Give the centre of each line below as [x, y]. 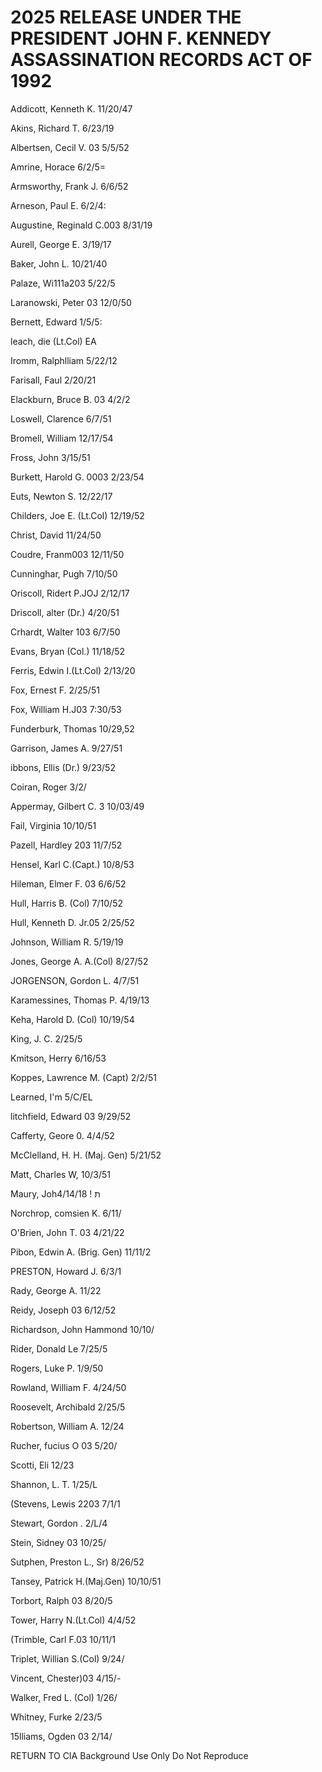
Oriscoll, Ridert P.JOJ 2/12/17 [70, 593]
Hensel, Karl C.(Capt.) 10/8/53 [72, 864]
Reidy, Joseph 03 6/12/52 [63, 1310]
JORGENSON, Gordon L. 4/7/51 [75, 980]
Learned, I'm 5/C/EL [51, 1097]
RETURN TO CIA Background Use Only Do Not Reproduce [129, 1755]
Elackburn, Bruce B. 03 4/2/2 [70, 399]
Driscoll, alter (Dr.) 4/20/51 [65, 612]
